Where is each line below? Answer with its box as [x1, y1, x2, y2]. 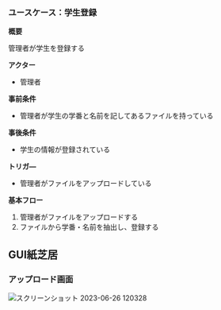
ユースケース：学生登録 [8, 6, 97, 17]
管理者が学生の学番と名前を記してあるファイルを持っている [19, 111, 214, 121]
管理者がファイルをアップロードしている [19, 179, 152, 188]
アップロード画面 [8, 273, 74, 285]
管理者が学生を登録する [8, 44, 85, 53]
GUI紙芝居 [8, 248, 59, 262]
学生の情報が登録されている [19, 145, 111, 154]
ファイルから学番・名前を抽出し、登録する [19, 223, 159, 232]
